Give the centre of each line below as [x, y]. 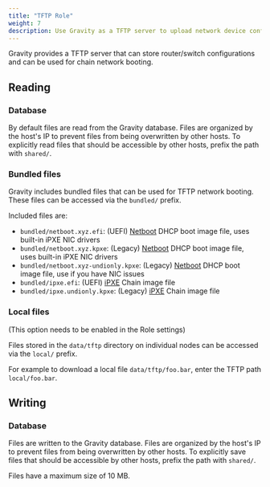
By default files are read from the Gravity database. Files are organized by [131, 128]
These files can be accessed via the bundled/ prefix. [95, 200]
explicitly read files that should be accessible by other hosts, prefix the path [134, 145]
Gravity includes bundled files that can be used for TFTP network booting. [131, 192]
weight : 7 [25, 23]
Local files [29, 312]
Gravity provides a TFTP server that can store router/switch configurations [132, 54]
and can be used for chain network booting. [81, 62]
